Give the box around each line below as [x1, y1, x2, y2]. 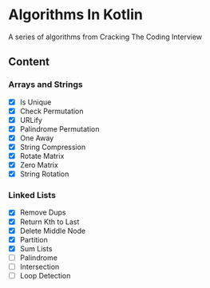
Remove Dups [19, 207, 66, 217]
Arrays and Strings [8, 79, 83, 90]
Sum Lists [19, 243, 53, 253]
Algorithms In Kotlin [8, 6, 144, 24]
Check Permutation [19, 106, 84, 116]
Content [8, 55, 50, 69]
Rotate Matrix [19, 152, 65, 160]
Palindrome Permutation [19, 124, 100, 133]
